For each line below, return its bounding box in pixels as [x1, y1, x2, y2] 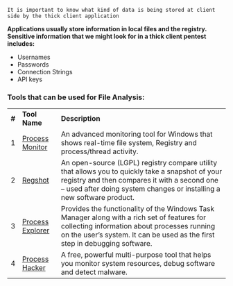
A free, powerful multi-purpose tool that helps [61, 250, 212, 260]
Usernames [17, 53, 51, 61]
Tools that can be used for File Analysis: [7, 92, 145, 102]
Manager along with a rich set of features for [61, 212, 207, 222]
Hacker [21, 263, 46, 273]
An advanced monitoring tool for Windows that [61, 129, 213, 139]
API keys [17, 75, 43, 83]
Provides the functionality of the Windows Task [61, 204, 215, 214]
